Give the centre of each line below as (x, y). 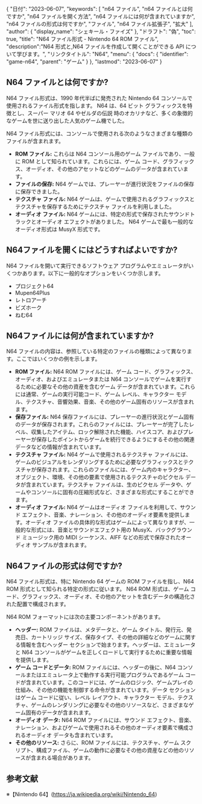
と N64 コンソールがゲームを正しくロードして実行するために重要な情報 (104, 652)
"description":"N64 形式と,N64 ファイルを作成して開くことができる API (95, 46)
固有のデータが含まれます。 (60, 712)
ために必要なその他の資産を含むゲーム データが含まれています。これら (108, 387)
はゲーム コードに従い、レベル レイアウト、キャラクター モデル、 (96, 697)
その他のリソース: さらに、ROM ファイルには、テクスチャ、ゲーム (97, 743)
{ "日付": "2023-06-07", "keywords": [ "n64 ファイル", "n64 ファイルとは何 (99, 9)
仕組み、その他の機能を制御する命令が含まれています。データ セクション (105, 690)
